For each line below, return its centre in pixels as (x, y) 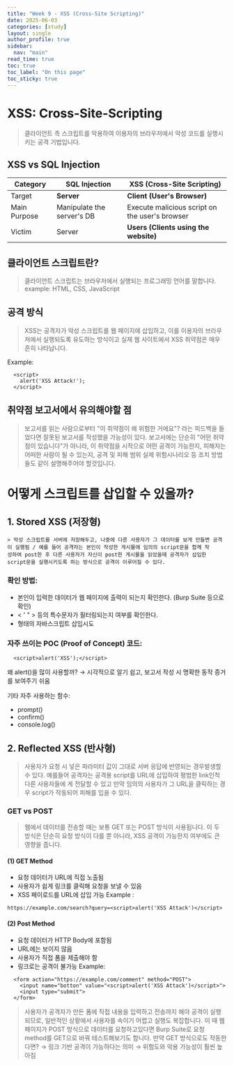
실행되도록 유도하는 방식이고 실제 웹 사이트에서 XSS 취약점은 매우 (132, 339)
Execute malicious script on (172, 207)
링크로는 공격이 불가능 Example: (61, 966)
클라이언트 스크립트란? (53, 263)
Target (22, 196)
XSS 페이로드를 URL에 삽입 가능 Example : (76, 895)
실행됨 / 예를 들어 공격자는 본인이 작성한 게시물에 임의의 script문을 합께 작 (112, 547)
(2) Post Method (31, 923)
